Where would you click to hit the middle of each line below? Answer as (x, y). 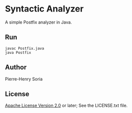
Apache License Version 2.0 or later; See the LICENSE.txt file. (66, 106)
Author (16, 68)
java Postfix (18, 52)
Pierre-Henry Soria (24, 79)
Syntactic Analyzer (44, 9)
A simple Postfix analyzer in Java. (38, 22)
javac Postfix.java (25, 48)
